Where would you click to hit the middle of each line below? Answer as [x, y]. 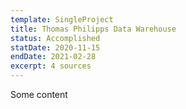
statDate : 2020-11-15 [55, 47]
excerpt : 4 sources [51, 66]
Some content [39, 94]
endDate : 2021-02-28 [53, 57]
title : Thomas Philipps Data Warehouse [93, 29]
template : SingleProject [62, 19]
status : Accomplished [55, 38]
